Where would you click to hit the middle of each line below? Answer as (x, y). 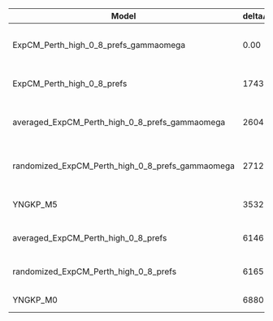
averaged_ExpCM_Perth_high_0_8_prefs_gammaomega (119, 122)
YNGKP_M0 (35, 300)
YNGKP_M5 (35, 204)
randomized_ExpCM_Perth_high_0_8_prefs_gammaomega (124, 166)
